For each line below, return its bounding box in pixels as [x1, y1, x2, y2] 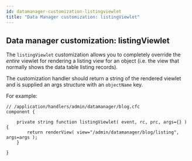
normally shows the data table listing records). [6, 64, 118, 71]
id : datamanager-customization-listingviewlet [6, 8, 122, 15]
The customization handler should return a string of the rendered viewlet [6, 75, 181, 82]
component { [6, 109, 35, 115]
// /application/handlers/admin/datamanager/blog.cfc [6, 104, 140, 110]
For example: [6, 93, 38, 100]
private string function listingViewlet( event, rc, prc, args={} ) [16, 119, 187, 125]
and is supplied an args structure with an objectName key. [6, 81, 143, 88]
